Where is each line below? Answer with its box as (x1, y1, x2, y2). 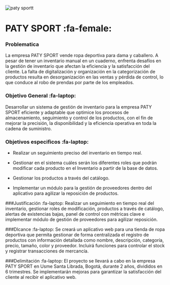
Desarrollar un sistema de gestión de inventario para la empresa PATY (5, 103, 152, 110)
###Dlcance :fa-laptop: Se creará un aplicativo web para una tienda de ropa (5, 226, 165, 232)
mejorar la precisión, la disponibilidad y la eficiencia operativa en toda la (5, 120, 157, 126)
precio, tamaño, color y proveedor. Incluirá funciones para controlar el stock (5, 243, 165, 249)
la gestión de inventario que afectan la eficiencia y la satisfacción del (5, 63, 150, 69)
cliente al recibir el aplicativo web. (5, 274, 77, 280)
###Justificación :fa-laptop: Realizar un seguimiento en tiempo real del (5, 200, 154, 206)
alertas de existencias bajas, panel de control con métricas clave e (5, 211, 145, 217)
